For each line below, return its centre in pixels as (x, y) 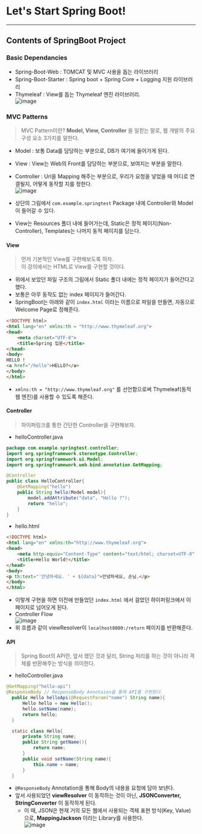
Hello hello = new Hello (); (57, 703)
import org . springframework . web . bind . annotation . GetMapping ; (84, 465)
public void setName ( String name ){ (67, 759)
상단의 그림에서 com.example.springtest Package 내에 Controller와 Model (104, 203)
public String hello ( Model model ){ (62, 493)
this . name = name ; (56, 765)
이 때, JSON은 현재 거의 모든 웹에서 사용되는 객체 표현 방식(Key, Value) (107, 811)
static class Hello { (37, 731)
